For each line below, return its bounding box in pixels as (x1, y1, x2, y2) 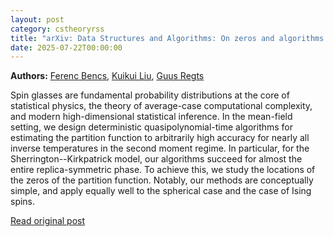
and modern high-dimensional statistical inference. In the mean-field (10, 111, 293, 123)
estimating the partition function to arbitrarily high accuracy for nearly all (10, 132, 310, 144)
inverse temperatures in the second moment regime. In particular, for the (10, 142, 310, 155)
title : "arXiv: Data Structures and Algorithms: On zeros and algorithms (10, 33, 325, 43)
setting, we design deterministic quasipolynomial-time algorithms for (10, 121, 294, 133)
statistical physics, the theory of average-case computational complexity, (10, 100, 313, 112)
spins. (10, 196, 36, 208)
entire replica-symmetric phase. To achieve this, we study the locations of (10, 164, 316, 176)
